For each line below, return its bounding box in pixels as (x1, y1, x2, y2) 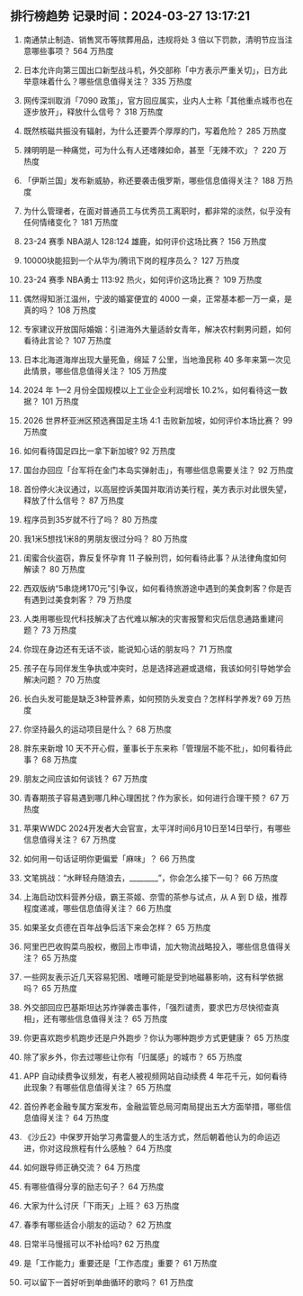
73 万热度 (40, 625, 77, 635)
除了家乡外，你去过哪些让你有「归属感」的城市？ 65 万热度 (22, 1051, 243, 1062)
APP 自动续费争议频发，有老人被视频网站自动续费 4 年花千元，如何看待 (22, 1071, 288, 1082)
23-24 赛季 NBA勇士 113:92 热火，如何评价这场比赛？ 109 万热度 (22, 274, 263, 285)
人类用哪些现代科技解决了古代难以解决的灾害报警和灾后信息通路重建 (22, 613, 276, 624)
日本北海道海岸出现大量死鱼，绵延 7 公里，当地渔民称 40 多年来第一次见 (22, 354, 291, 365)
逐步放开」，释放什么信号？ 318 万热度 (22, 106, 164, 117)
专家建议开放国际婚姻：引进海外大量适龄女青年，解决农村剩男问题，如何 (22, 324, 291, 334)
